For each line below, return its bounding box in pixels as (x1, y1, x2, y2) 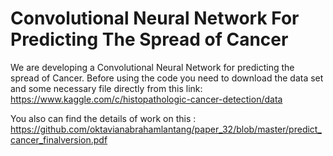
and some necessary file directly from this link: (10, 82, 203, 94)
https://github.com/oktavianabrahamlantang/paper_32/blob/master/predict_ (10, 123, 322, 135)
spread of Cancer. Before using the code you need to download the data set (10, 72, 324, 84)
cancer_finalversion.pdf (10, 133, 108, 146)
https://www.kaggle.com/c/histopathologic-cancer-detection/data (10, 93, 283, 105)
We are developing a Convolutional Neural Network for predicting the (10, 61, 295, 73)
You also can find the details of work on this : (10, 112, 197, 124)
